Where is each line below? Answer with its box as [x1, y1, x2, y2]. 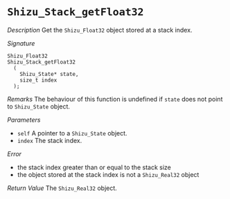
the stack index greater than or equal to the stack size [17, 163, 171, 171]
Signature [7, 39, 35, 47]
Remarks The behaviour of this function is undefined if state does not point [7, 95, 223, 103]
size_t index [19, 77, 57, 84]
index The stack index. [17, 136, 82, 144]
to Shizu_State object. [7, 102, 71, 111]
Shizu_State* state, [19, 70, 79, 77]
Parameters [7, 115, 41, 124]
